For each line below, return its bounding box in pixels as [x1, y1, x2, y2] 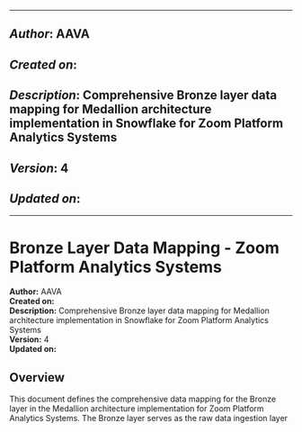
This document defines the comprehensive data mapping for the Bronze [9, 393, 277, 405]
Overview [9, 370, 66, 385]
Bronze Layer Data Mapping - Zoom [9, 238, 280, 257]
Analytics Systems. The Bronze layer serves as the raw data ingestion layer [9, 413, 289, 424]
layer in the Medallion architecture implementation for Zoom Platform [9, 403, 264, 414]
